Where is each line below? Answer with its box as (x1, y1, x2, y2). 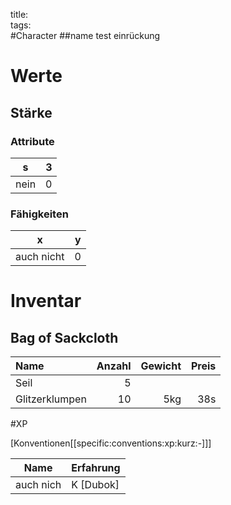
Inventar (10, 290, 82, 313)
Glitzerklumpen (15, 392, 87, 406)
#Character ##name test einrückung (10, 30, 161, 41)
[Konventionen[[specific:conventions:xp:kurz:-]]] (10, 437, 212, 449)
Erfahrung (71, 461, 121, 475)
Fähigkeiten (10, 207, 69, 221)
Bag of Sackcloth (10, 329, 119, 346)
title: (10, 9, 29, 20)
